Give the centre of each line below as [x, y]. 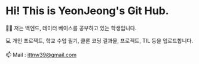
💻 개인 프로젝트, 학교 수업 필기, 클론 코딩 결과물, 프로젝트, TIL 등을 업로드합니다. [99, 40]
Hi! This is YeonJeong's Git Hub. [87, 11]
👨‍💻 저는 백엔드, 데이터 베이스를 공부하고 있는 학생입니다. [71, 28]
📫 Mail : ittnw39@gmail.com [41, 55]
